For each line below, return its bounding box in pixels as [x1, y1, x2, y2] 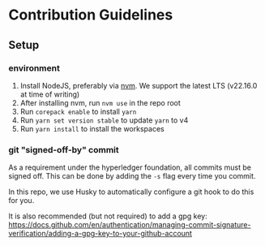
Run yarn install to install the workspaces [19, 123, 165, 133]
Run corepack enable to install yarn [19, 106, 137, 116]
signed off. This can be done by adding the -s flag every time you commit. [8, 171, 256, 181]
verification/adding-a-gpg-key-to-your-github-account [8, 229, 193, 239]
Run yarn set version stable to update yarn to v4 [19, 115, 189, 125]
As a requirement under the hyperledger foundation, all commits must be [8, 162, 251, 172]
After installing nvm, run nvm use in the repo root [19, 97, 181, 107]
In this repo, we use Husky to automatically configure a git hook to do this [8, 187, 254, 196]
